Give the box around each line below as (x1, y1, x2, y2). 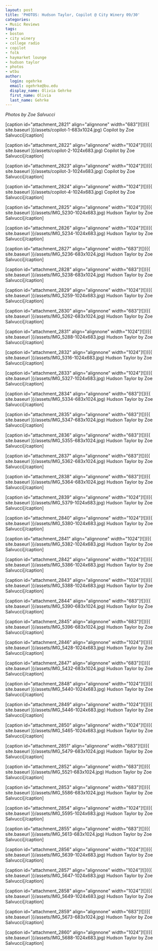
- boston (5, 31, 24, 36)
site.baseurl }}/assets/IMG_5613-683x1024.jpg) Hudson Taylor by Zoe (5, 831, 152, 837)
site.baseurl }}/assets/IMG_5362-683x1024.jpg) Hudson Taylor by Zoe (5, 458, 153, 465)
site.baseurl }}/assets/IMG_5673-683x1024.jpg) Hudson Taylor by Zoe (5, 914, 153, 920)
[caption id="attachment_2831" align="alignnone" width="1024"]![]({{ (5, 328, 151, 335)
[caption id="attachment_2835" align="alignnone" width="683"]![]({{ (5, 412, 150, 418)
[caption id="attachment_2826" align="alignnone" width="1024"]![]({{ (5, 225, 152, 231)
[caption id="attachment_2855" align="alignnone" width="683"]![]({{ (5, 826, 150, 832)
